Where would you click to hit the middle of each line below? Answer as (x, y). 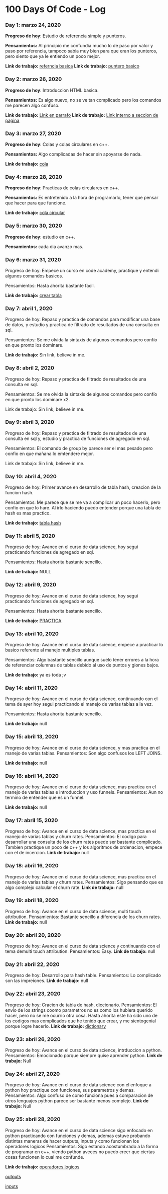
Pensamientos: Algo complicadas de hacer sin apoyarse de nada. (73, 154)
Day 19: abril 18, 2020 (32, 901)
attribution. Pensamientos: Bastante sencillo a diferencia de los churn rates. (83, 917)
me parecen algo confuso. (32, 105)
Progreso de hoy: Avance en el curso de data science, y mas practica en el (82, 748)
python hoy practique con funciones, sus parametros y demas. (70, 1090)
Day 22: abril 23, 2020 (33, 994)
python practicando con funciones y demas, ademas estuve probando (78, 1136)
